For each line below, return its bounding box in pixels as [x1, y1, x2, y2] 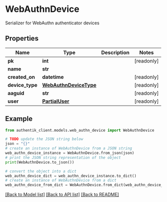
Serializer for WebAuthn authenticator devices [5, 20, 99, 26]
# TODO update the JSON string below [5, 136, 83, 142]
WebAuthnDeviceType [42, 81, 97, 88]
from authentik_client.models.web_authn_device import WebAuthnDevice [5, 128, 155, 133]
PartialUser [42, 98, 70, 105]
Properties [5, 34, 39, 43]
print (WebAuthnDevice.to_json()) [5, 160, 75, 165]
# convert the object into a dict [5, 169, 77, 174]
